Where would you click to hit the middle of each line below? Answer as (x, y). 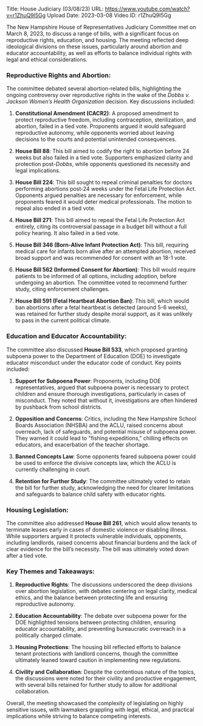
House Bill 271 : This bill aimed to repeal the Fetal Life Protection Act (100, 220)
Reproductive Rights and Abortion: (59, 75)
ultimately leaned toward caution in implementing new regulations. (98, 660)
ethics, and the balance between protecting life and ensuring (91, 598)
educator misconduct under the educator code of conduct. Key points (94, 362)
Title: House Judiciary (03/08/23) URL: (55, 9)
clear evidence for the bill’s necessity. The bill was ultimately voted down (98, 549)
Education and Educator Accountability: (67, 336)
